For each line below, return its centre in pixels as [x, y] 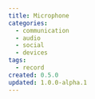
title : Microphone [39, 16]
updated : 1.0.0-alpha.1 [48, 82]
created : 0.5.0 [34, 75]
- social [30, 46]
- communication [42, 30]
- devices [32, 53]
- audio [28, 38]
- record [30, 68]
